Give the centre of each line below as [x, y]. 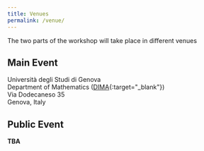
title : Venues [28, 14]
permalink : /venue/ [36, 20]
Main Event [33, 62]
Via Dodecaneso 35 [36, 95]
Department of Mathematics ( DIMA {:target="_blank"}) [86, 87]
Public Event [35, 124]
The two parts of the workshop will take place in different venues [102, 40]
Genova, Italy [27, 102]
